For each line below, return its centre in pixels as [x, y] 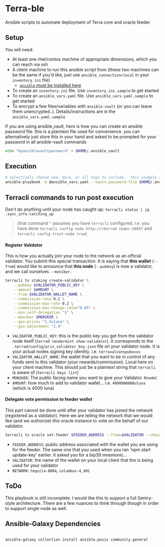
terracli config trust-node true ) [52, 234]
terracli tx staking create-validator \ [47, 281]
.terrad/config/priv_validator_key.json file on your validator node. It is [86, 346]
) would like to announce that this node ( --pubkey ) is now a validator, [83, 266]
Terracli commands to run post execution [69, 197]
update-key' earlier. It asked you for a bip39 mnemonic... [70, 455]
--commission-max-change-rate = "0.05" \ [55, 308]
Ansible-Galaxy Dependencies [53, 524]
